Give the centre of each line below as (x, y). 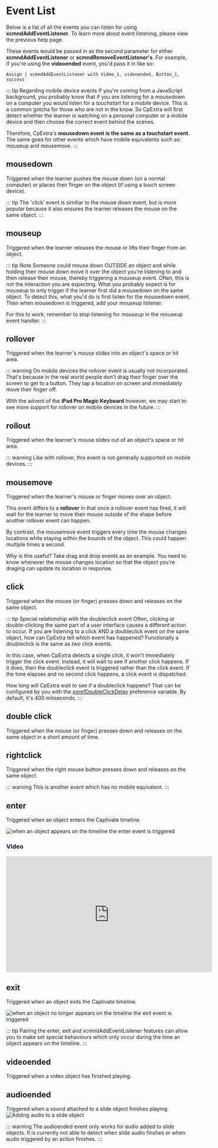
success (16, 80)
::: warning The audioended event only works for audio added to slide (90, 1126)
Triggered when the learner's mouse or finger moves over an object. (89, 497)
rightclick (24, 755)
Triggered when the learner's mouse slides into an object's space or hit (93, 353)
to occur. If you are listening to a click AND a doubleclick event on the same (98, 631)
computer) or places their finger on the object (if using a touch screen (90, 184)
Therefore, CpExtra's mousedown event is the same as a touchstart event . (98, 133)
